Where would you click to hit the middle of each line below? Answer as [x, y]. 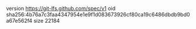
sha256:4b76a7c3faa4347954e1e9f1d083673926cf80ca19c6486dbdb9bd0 [98, 14]
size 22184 [46, 21]
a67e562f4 [19, 21]
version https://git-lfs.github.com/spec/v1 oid [61, 8]
